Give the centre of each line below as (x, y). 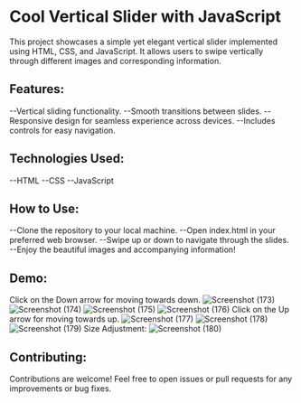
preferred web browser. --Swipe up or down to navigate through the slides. (149, 240)
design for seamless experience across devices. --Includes (165, 120)
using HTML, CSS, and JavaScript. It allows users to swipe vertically (136, 51)
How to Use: (44, 208)
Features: (37, 89)
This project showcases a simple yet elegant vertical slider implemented (144, 42)
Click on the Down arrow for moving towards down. (105, 300)
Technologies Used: (67, 159)
